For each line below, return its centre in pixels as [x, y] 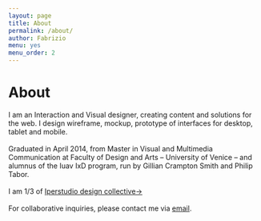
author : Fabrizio [37, 38]
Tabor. [19, 174]
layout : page [30, 16]
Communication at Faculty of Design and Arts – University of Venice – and [130, 157]
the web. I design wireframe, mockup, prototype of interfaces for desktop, [131, 123]
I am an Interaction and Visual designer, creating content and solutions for [130, 115]
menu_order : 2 [32, 53]
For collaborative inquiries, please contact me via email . [100, 208]
